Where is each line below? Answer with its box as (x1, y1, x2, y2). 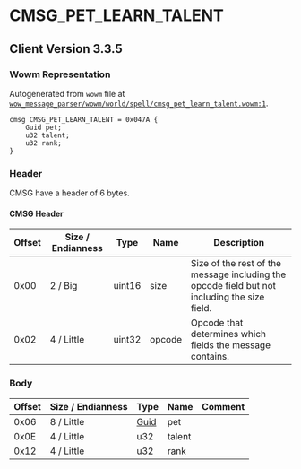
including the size (191, 291, 265, 303)
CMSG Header (9, 208, 64, 219)
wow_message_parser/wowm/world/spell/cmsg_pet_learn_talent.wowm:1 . (9, 98, 269, 109)
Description (213, 237, 265, 249)
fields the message (191, 339, 271, 352)
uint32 (113, 334, 142, 346)
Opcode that (191, 317, 244, 329)
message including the (191, 268, 287, 281)
